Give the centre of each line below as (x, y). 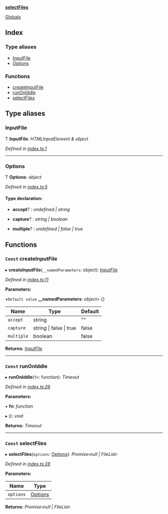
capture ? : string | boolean (40, 219)
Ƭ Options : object (23, 177)
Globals (13, 17)
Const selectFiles (26, 443)
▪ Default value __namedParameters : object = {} (55, 299)
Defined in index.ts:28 (28, 464)
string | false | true (55, 328)
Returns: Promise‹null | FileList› (38, 507)
